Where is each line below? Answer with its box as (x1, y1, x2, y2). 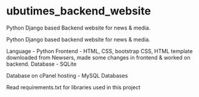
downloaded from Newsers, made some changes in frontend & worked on (6, 54, 191, 61)
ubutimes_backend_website (6, 4, 151, 18)
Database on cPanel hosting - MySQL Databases (6, 72, 128, 79)
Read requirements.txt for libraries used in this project (6, 83, 141, 91)
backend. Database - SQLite (6, 60, 77, 67)
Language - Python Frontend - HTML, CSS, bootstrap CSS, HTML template (6, 47, 193, 55)
